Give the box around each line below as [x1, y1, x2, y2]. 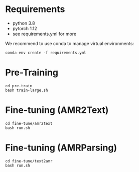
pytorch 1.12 [12, 25, 38, 31]
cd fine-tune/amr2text [5, 121, 53, 126]
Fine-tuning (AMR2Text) [5, 104, 109, 116]
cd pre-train [5, 83, 33, 88]
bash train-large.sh [5, 88, 49, 93]
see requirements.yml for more [12, 31, 77, 37]
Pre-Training [5, 67, 59, 78]
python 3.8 [12, 20, 35, 26]
